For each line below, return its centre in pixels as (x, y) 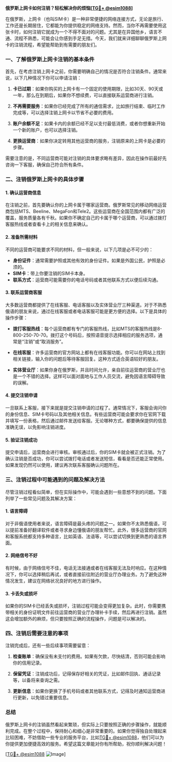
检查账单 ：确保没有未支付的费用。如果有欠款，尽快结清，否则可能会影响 (89, 657)
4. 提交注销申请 (21, 395)
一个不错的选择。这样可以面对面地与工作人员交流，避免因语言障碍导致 (91, 376)
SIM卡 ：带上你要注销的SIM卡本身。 (50, 273)
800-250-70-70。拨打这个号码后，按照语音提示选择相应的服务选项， (85, 335)
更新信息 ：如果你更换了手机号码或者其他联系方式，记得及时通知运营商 (87, 691)
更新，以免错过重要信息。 (44, 698)
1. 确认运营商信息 (23, 192)
